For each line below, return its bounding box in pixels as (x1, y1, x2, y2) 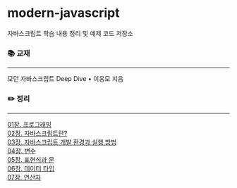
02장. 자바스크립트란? (7, 129, 68, 137)
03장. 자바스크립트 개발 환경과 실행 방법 (7, 137, 117, 146)
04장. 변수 (7, 146, 37, 155)
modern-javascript (7, 5, 120, 21)
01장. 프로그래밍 (7, 120, 51, 128)
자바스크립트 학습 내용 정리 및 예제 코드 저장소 (7, 29, 134, 37)
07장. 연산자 (7, 173, 41, 181)
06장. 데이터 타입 (7, 164, 55, 173)
